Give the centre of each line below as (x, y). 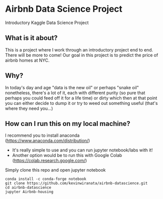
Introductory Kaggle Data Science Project (47, 23)
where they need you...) (29, 108)
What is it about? (31, 38)
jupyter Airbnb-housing (29, 192)
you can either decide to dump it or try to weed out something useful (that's (81, 103)
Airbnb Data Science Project (64, 9)
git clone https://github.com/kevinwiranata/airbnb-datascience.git (76, 183)
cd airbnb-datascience (28, 188)
